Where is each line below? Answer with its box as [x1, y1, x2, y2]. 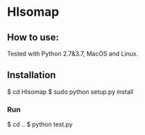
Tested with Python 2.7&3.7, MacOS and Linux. [7, 49, 139, 58]
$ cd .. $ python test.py [7, 121, 73, 129]
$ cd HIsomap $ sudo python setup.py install [7, 87, 133, 96]
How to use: [7, 32, 60, 43]
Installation [7, 69, 56, 81]
